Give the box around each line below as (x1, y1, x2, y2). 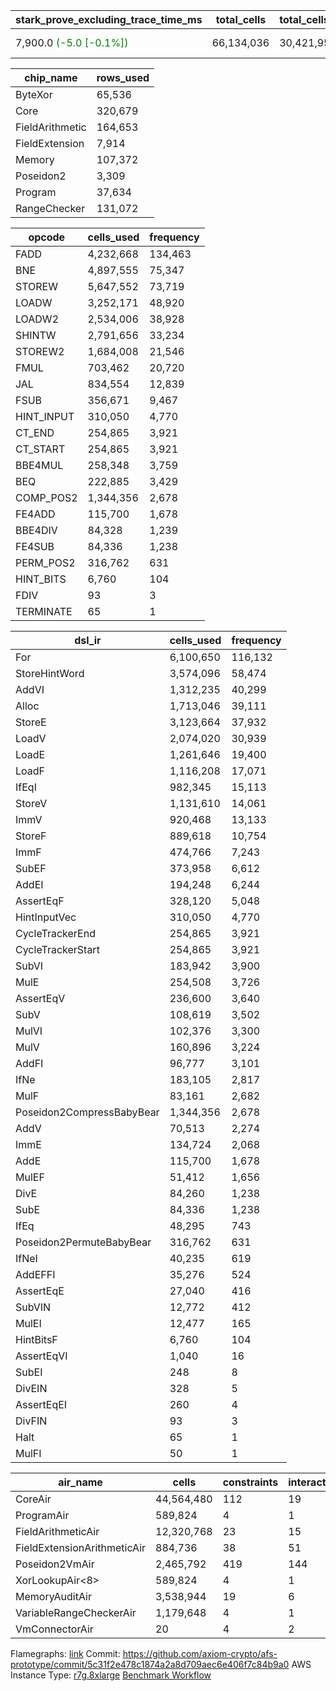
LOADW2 (15, 312, 60, 326)
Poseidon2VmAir (15, 1557, 95, 1571)
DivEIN (15, 1382, 48, 1395)
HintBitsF (15, 1333, 58, 1346)
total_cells (215, 13, 267, 26)
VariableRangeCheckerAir (15, 1606, 137, 1619)
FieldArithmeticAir (15, 1525, 100, 1538)
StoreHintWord (15, 667, 85, 680)
